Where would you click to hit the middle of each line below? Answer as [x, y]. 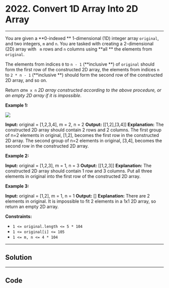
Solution [19, 257]
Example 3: [17, 186]
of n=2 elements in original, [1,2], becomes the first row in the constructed [82, 135]
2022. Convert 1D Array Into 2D [72, 9]
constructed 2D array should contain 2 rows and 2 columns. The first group [83, 130]
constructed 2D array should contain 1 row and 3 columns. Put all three [79, 171]
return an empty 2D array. [32, 206]
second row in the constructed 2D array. [47, 146]
